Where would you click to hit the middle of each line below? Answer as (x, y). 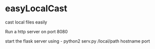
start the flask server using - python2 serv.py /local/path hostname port (78, 41)
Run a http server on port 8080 (36, 31)
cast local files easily (26, 22)
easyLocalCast (36, 9)
